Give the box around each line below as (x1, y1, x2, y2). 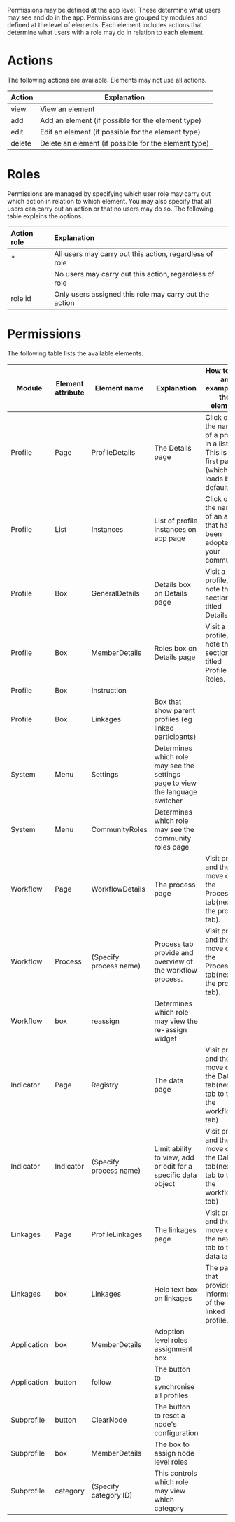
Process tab (154, 939, 194, 949)
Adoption (154, 1326, 185, 1336)
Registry (91, 1080, 119, 1090)
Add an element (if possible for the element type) (39, 115, 201, 125)
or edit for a (154, 1161, 193, 1171)
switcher (154, 796, 183, 805)
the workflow (154, 965, 198, 975)
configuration (154, 1428, 199, 1437)
